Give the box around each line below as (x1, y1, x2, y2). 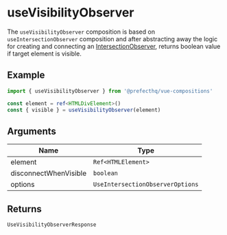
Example (7, 69, 45, 81)
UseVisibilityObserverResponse (7, 221, 97, 228)
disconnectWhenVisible (10, 168, 87, 178)
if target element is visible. (7, 49, 82, 58)
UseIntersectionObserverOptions (93, 181, 199, 188)
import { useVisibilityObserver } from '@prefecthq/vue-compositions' (7, 87, 213, 94)
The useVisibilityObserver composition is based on (7, 27, 156, 36)
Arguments (7, 125, 57, 137)
